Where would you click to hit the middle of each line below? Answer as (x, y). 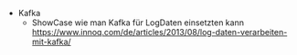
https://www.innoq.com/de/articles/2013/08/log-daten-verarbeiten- (159, 32)
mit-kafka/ (51, 41)
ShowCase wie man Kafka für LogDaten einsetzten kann (138, 23)
